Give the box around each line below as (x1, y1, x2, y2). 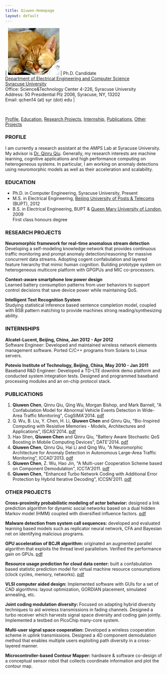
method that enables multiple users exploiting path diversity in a (5, 638, 137, 644)
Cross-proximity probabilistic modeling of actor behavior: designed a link (5, 500, 160, 506)
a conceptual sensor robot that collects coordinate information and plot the (5, 658, 160, 664)
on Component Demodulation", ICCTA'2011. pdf (12, 465, 110, 471)
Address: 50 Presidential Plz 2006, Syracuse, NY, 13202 (5, 91, 121, 97)
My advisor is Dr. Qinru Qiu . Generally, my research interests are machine (5, 150, 156, 156)
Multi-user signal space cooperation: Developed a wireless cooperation (5, 627, 155, 633)
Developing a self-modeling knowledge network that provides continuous (5, 246, 156, 252)
